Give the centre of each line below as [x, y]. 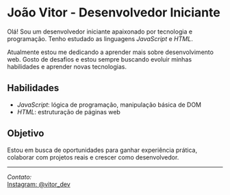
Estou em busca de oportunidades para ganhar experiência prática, [102, 150]
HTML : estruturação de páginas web [69, 112]
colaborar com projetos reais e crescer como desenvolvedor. [93, 157]
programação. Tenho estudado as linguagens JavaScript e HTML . [100, 38]
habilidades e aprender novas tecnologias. [67, 66]
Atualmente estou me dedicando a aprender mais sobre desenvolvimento [111, 52]
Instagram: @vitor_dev [39, 184]
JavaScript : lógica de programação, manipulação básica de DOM [109, 105]
